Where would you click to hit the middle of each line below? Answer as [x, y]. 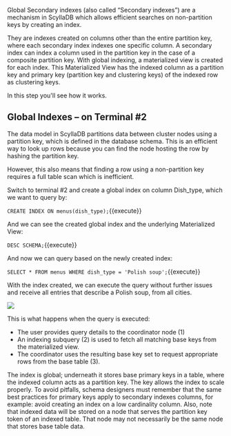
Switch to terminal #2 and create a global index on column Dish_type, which [115, 190]
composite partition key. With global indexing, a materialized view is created [115, 60]
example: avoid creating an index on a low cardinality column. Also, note [110, 404]
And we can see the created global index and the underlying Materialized [111, 224]
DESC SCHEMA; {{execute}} [42, 245]
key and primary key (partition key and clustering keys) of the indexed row [113, 75]
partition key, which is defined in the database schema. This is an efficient [112, 141]
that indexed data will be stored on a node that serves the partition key [108, 411]
